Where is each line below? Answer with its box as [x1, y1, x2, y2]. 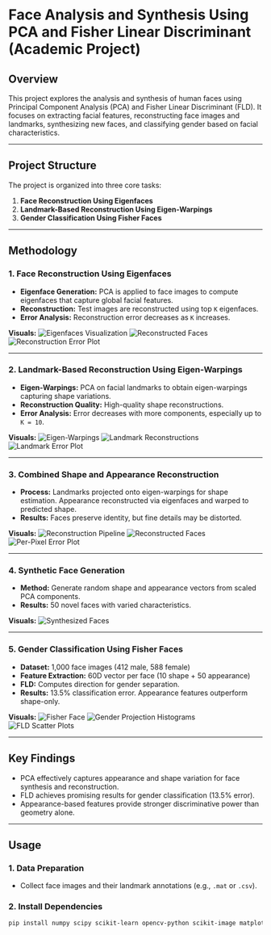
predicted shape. [19, 505, 77, 514]
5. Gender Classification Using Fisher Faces [8, 644, 184, 655]
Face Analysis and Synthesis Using [8, 6, 249, 24]
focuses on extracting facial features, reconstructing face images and [8, 111, 240, 120]
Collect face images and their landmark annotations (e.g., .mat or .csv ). [19, 881, 257, 891]
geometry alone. [19, 807, 75, 817]
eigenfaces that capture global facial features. [19, 295, 173, 304]
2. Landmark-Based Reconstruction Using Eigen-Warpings [8, 364, 244, 375]
